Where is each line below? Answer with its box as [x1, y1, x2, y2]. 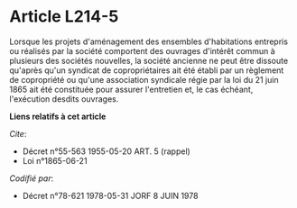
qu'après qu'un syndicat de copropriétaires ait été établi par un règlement [9, 65, 284, 76]
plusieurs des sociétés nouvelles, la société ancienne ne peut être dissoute [9, 55, 289, 66]
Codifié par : [9, 173, 54, 184]
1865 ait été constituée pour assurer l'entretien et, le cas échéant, [9, 84, 254, 95]
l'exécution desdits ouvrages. [9, 93, 119, 104]
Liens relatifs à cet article [9, 111, 107, 122]
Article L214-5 [9, 6, 119, 27]
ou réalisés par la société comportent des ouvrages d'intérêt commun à [9, 45, 275, 56]
